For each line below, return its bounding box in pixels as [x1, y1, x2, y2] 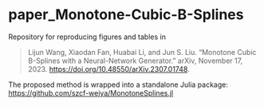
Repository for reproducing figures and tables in [8, 32, 166, 41]
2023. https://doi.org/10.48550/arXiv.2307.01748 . [27, 64, 190, 73]
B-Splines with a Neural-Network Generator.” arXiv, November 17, [27, 56, 243, 65]
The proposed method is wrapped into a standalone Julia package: [8, 80, 229, 89]
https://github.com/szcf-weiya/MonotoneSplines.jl [8, 88, 174, 97]
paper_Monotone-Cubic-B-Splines [8, 6, 244, 24]
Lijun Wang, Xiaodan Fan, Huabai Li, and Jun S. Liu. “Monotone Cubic [27, 47, 257, 57]
